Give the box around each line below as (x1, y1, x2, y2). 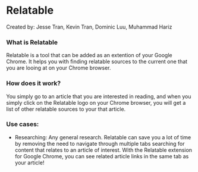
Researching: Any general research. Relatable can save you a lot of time (14, 133, 191, 140)
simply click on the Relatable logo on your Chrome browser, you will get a (6, 99, 186, 106)
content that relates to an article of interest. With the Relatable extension (14, 146, 192, 154)
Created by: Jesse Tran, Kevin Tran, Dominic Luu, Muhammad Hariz (6, 23, 172, 30)
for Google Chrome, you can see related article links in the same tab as (14, 152, 189, 160)
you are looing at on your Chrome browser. (6, 64, 111, 71)
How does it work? (6, 79, 61, 87)
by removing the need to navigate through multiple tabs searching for (14, 140, 185, 147)
